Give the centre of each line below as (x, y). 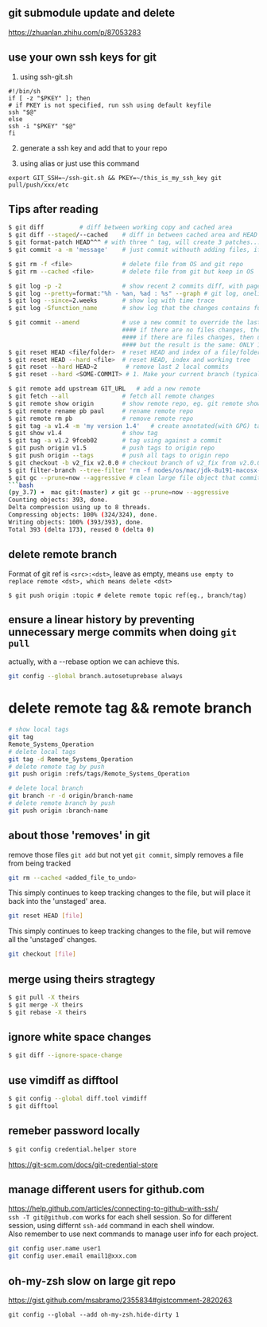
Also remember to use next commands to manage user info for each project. (133, 1234)
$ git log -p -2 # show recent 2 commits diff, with (126, 286)
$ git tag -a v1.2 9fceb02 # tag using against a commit (115, 441)
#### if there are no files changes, (184, 330)
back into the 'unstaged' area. (57, 901)
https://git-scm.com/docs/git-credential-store (83, 1164)
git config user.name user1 (55, 1249)
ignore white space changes (80, 1037)
